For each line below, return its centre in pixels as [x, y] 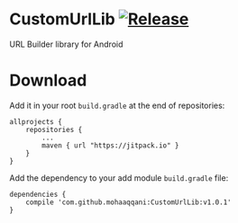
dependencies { [38, 194]
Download [48, 80]
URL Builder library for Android [66, 44]
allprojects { [36, 121]
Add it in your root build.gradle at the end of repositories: [117, 105]
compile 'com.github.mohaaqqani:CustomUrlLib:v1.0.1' [128, 202]
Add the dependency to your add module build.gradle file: [119, 178]
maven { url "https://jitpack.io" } [110, 145]
